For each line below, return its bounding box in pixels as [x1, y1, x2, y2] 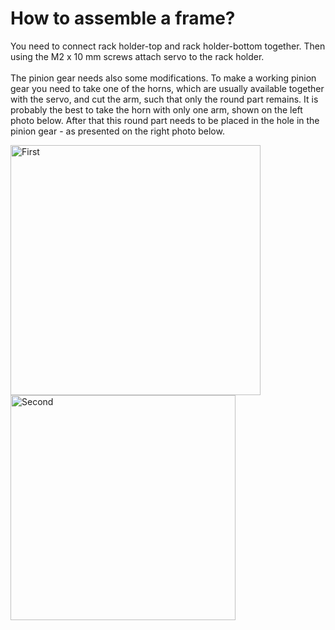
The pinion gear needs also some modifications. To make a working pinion [10, 72, 317, 84]
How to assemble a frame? [10, 7, 236, 30]
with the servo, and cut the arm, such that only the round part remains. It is [10, 93, 319, 105]
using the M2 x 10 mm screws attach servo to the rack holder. [10, 50, 265, 62]
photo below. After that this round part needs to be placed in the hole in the [10, 114, 320, 126]
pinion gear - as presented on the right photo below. [10, 125, 225, 137]
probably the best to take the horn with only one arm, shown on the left [10, 103, 303, 116]
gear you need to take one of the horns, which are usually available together [10, 82, 325, 94]
